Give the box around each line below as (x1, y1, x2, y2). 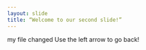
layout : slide (7, 10, 48, 17)
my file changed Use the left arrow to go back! (7, 35, 140, 43)
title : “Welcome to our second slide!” (7, 16, 122, 23)
